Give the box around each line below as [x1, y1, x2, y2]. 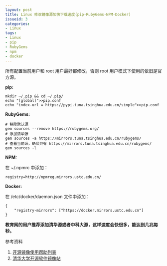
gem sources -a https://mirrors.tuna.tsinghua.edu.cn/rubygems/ [5, 136, 142, 141]
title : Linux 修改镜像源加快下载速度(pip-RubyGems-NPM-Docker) [5, 12, 131, 17]
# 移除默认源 [5, 122, 28, 127]
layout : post [5, 7, 32, 12]
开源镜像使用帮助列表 [12, 249, 56, 255]
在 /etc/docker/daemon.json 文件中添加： [5, 194, 90, 200]
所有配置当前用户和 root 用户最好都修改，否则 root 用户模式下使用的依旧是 [5, 68, 158, 74]
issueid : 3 [5, 16, 28, 21]
